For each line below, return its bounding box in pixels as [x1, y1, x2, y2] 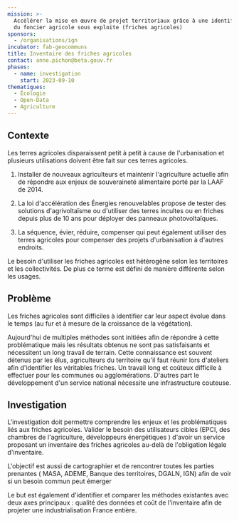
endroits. [17, 243, 44, 252]
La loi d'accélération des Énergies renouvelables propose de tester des [17, 199, 226, 207]
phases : [7, 63, 31, 71]
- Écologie [14, 90, 46, 97]
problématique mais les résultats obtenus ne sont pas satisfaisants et [7, 340, 210, 349]
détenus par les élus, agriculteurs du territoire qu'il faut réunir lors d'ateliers [7, 356, 229, 364]
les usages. [7, 272, 41, 280]
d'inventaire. [7, 448, 44, 457]
